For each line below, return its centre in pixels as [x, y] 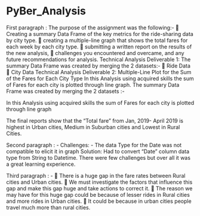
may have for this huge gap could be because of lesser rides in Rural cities [98, 194]
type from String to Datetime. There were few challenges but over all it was [99, 157]
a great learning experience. [41, 164]
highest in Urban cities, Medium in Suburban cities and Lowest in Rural [93, 127]
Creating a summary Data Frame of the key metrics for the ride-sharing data [100, 34]
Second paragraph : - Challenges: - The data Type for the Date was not [94, 145]
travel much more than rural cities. [48, 207]
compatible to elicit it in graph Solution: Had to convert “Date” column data [98, 151]
